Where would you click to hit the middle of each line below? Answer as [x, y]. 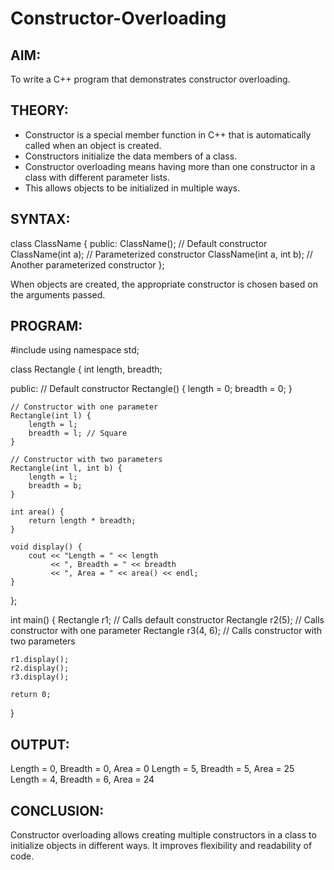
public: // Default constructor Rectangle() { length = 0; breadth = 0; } [151, 389]
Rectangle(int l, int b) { [66, 468]
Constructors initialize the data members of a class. [131, 156]
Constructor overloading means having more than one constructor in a [170, 166]
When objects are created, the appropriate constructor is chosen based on [164, 284]
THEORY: [39, 110]
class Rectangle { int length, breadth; [86, 369]
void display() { [46, 547]
